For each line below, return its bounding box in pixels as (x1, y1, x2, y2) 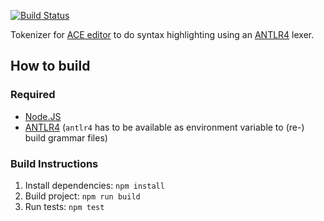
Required (10, 88, 56, 102)
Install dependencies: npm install (24, 179, 165, 191)
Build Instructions (10, 156, 99, 170)
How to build (10, 58, 91, 75)
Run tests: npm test (24, 200, 105, 212)
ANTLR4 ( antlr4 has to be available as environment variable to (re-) (24, 121, 305, 133)
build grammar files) (24, 131, 108, 144)
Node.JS (24, 110, 62, 122)
